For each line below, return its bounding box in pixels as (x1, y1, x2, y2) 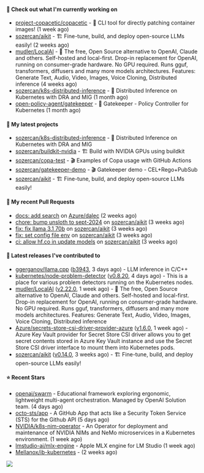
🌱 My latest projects (6, 120, 58, 128)
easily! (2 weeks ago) (15, 41, 69, 49)
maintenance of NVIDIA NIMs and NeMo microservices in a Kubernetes (15, 429, 195, 436)
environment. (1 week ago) (15, 436, 83, 443)
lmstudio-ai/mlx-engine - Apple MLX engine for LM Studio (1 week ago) (15, 442, 196, 450)
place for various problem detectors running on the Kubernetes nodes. (15, 279, 194, 286)
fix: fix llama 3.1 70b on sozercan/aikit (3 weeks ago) (15, 225, 148, 232)
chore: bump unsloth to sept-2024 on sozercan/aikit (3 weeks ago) (15, 218, 185, 226)
